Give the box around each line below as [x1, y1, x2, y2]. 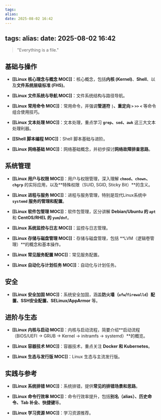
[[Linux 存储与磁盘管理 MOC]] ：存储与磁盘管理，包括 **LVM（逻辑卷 [12, 235, 150, 241]
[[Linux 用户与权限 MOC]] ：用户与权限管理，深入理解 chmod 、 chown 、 [12, 176, 150, 182]
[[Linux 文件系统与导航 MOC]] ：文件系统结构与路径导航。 [12, 93, 128, 98]
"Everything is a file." [16, 47, 59, 53]
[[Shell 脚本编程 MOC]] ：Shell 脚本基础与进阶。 [12, 136, 108, 142]
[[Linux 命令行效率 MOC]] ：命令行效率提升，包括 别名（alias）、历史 [12, 394, 148, 400]
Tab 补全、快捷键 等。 [20, 400, 64, 405]
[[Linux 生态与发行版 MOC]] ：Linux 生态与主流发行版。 [12, 354, 123, 360]
